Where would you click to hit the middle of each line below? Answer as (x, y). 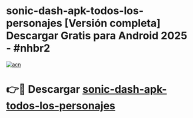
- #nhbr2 (28, 48)
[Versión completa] (112, 23)
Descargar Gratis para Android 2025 (97, 36)
